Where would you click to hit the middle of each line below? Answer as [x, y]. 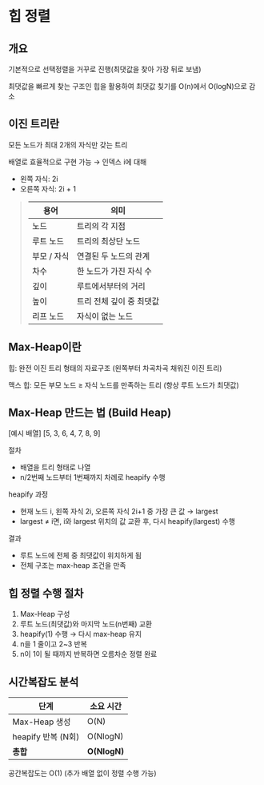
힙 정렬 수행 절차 [46, 593]
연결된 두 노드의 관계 [114, 256]
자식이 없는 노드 [105, 316]
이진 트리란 [34, 124]
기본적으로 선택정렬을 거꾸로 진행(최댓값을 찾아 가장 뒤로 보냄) [105, 69]
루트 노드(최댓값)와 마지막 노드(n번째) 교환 [86, 624]
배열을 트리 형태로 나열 [55, 467]
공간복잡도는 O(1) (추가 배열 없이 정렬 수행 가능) [83, 773]
